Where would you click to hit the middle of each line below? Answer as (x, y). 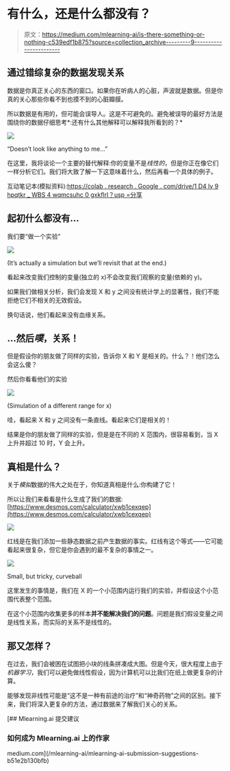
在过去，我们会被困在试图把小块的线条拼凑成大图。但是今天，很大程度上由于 (115, 664)
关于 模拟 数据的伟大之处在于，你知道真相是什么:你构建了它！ (92, 485)
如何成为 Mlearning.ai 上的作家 (59, 738)
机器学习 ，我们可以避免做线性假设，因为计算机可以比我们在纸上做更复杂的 (112, 672)
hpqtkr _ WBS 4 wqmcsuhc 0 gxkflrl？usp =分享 (75, 194)
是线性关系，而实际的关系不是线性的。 (61, 622)
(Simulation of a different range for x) (59, 406)
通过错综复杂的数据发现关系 (66, 73)
